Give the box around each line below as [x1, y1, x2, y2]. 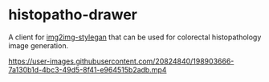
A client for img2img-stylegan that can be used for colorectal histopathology [8, 32, 262, 42]
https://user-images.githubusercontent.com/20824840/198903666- [8, 56, 234, 66]
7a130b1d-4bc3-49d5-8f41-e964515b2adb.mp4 [8, 64, 167, 74]
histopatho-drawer [8, 6, 138, 24]
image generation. [8, 40, 69, 50]
